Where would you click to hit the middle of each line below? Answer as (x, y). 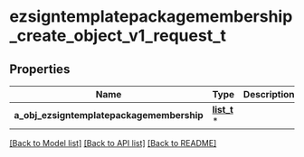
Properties (40, 69)
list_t (223, 110)
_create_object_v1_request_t (118, 36)
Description (269, 94)
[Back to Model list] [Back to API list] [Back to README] (113, 143)
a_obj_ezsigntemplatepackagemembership (109, 115)
